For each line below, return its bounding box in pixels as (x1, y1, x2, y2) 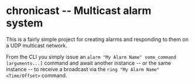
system (6, 16, 43, 30)
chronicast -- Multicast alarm (6, 4, 152, 17)
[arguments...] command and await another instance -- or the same (6, 60, 171, 66)
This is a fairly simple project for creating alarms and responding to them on (6, 36, 189, 43)
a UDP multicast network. (6, 42, 68, 49)
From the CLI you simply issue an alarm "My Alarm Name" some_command (6, 53, 176, 60)
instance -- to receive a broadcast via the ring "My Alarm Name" (6, 65, 160, 72)
